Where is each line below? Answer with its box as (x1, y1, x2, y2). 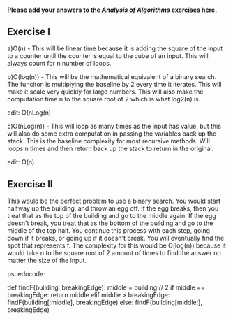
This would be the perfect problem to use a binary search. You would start (7, 197, 221, 206)
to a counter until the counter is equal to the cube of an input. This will (7, 52, 209, 60)
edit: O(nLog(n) (7, 108, 52, 117)
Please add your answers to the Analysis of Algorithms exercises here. (7, 6, 218, 14)
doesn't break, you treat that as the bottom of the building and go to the (7, 219, 213, 227)
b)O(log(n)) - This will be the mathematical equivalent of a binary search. (7, 73, 217, 81)
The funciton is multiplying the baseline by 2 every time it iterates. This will (7, 80, 222, 89)
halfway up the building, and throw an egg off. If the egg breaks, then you (7, 204, 219, 213)
